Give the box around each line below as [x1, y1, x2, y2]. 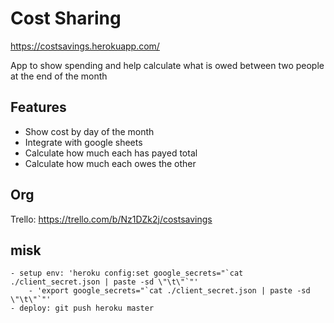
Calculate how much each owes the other [24, 157, 197, 169]
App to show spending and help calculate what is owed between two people [10, 59, 325, 71]
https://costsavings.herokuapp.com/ [10, 40, 160, 52]
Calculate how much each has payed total [24, 147, 198, 159]
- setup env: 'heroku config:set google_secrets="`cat [10, 268, 244, 279]
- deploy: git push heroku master [10, 303, 155, 314]
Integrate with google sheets [24, 136, 143, 148]
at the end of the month [10, 70, 108, 82]
